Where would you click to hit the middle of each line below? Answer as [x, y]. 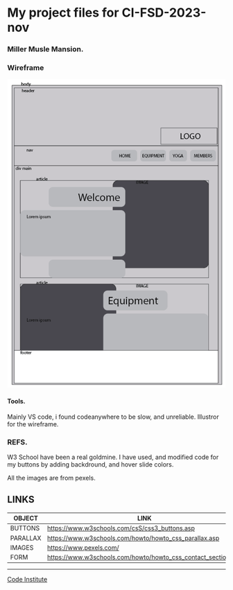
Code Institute [27, 579]
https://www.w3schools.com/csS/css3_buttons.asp [121, 528]
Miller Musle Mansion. [45, 49]
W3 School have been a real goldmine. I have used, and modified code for [113, 457]
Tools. [16, 401]
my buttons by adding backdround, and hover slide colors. [90, 464]
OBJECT [26, 519]
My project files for [63, 13]
